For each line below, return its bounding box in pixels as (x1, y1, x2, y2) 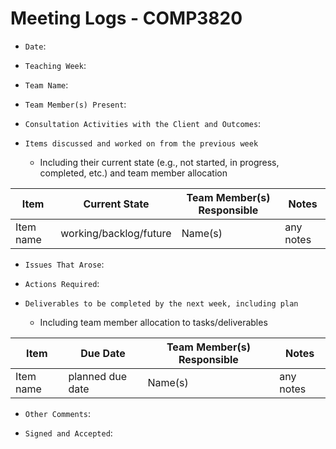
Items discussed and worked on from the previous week (24, 138, 259, 149)
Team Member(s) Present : (24, 98, 127, 110)
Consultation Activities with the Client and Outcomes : (24, 117, 262, 129)
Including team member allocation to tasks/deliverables (39, 316, 268, 328)
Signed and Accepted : (24, 427, 113, 439)
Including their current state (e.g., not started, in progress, (39, 156, 280, 168)
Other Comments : (24, 407, 92, 419)
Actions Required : (24, 277, 100, 289)
